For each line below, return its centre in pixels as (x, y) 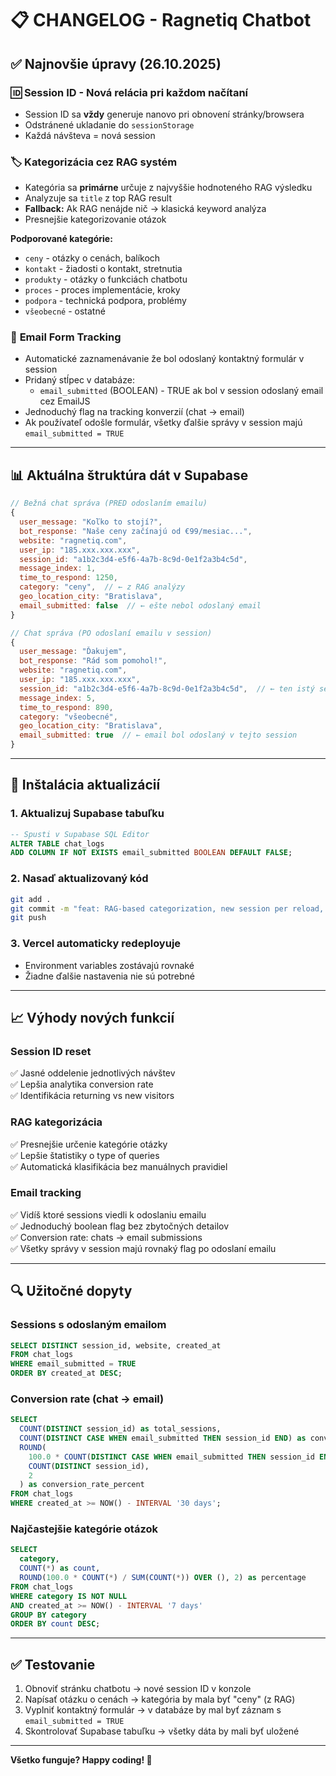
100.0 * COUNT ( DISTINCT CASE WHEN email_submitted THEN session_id (171, 1457)
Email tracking (46, 1193)
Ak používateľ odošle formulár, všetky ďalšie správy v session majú (163, 423)
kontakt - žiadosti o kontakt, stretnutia (103, 269)
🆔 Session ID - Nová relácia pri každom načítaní (129, 92)
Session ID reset (51, 1051)
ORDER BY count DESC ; (55, 1624)
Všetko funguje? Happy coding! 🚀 (81, 1760)
